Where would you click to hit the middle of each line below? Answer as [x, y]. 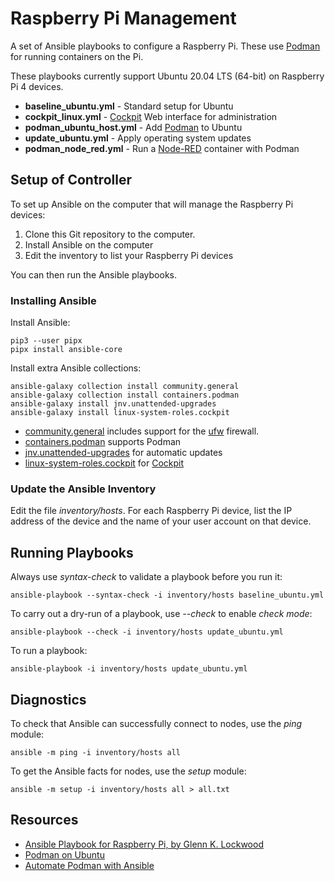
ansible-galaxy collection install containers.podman [125, 395]
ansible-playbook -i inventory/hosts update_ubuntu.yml [129, 669]
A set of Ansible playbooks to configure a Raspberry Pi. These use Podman [165, 46]
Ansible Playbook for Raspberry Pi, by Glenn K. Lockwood [144, 844]
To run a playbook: [49, 651]
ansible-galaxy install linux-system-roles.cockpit [120, 413]
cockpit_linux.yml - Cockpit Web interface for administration [151, 116]
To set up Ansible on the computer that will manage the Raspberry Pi [152, 204]
